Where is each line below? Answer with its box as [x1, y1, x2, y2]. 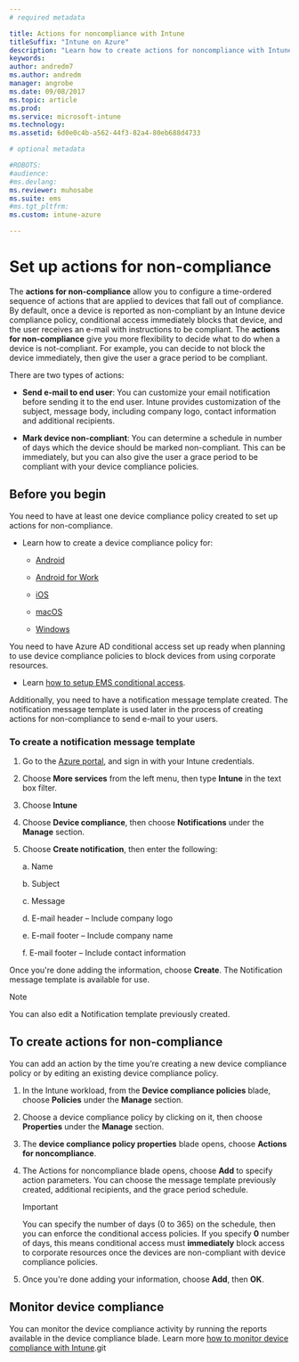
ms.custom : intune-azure [9, 210, 101, 219]
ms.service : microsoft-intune [9, 112, 122, 121]
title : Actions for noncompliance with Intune [9, 29, 185, 38]
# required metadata [9, 12, 86, 22]
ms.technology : [9, 120, 66, 129]
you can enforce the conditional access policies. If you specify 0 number [21, 1227, 290, 1239]
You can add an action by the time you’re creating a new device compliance [9, 1058, 287, 1069]
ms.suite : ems [9, 193, 62, 203]
